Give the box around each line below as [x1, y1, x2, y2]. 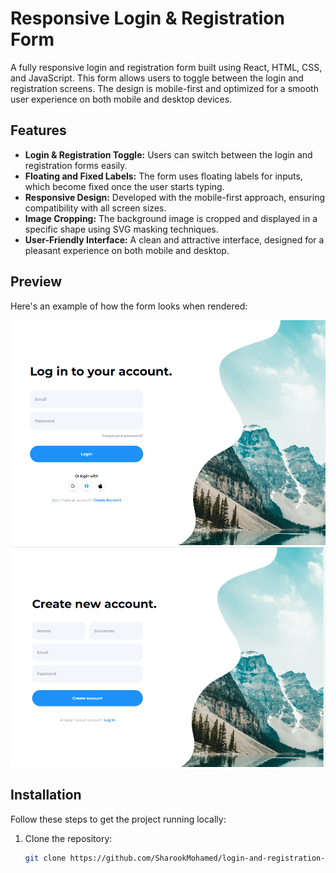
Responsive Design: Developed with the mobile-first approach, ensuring [24, 191, 326, 203]
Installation [10, 787, 82, 804]
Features [10, 122, 67, 139]
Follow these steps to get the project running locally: [10, 813, 227, 825]
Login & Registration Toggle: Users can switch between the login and [24, 148, 313, 161]
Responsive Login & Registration [10, 7, 285, 30]
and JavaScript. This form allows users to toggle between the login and [10, 72, 304, 84]
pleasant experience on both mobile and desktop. [24, 244, 230, 256]
